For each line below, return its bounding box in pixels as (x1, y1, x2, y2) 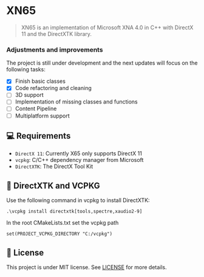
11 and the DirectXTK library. (21, 30, 92, 37)
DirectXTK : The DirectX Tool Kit (15, 163, 93, 170)
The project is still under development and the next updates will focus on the (6, 59, 198, 67)
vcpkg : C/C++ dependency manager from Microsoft (15, 156, 144, 164)
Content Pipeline (15, 105, 57, 113)
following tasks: (6, 66, 46, 73)
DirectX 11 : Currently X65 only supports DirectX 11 (15, 150, 143, 157)
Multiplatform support (15, 112, 70, 119)
